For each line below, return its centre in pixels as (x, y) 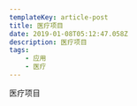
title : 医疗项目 (36, 26)
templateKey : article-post (59, 17)
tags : (19, 50)
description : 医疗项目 (48, 42)
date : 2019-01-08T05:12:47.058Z (68, 34)
